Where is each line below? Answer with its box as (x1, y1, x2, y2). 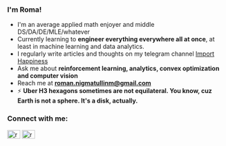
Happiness (17, 57, 48, 65)
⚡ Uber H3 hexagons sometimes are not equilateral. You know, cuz (17, 87, 212, 95)
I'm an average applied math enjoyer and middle (17, 21, 155, 29)
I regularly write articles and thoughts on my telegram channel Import (17, 50, 215, 58)
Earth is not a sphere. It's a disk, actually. (17, 96, 138, 105)
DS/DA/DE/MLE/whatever (17, 28, 91, 36)
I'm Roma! (7, 5, 42, 14)
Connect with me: (7, 114, 68, 123)
